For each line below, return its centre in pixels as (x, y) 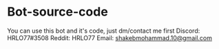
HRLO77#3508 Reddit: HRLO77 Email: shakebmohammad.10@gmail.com (109, 37)
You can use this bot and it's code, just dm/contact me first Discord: (104, 31)
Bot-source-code (58, 12)
